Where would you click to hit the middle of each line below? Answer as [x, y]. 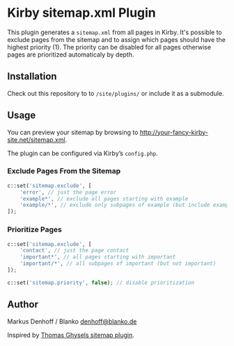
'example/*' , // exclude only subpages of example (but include [115, 205]
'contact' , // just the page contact [75, 251]
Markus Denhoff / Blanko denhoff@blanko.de [72, 321]
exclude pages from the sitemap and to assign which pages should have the [117, 39]
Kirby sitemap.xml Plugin [82, 13]
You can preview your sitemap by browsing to [73, 132]
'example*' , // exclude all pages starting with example [104, 199]
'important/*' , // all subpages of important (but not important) [118, 264]
